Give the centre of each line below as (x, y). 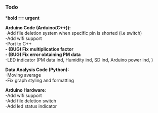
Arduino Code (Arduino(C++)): (38, 28)
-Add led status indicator (31, 106)
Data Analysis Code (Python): (37, 70)
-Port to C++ (18, 44)
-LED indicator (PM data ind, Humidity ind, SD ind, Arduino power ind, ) (79, 60)
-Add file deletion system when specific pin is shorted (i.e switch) (74, 33)
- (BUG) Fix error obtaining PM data (43, 54)
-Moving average (23, 75)
